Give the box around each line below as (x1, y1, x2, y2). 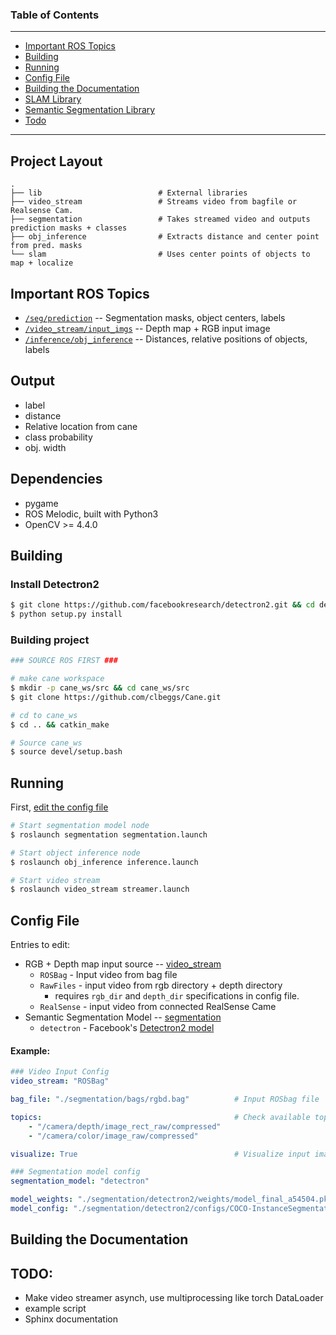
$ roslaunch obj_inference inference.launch (10, 857, 199, 867)
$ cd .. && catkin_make (10, 719, 110, 730)
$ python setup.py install (10, 609, 123, 620)
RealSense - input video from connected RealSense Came (39, 1001, 277, 1013)
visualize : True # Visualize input (10, 1149, 311, 1159)
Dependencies (10, 471, 103, 488)
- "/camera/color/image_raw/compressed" (28, 1131, 199, 1141)
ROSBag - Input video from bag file (39, 969, 178, 981)
